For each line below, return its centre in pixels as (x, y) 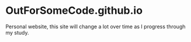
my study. (18, 32)
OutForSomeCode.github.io (74, 11)
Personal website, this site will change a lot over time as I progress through (95, 26)
